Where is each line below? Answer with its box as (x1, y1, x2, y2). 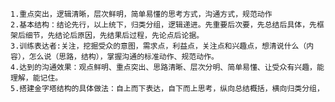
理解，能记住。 (10, 73, 63, 83)
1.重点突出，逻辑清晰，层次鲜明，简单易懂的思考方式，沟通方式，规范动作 (10, 9, 273, 19)
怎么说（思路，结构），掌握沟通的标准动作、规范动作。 (28, 52, 219, 62)
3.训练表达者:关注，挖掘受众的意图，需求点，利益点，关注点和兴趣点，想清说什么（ (10, 41, 307, 51)
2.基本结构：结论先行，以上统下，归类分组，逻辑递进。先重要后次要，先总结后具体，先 (10, 20, 317, 30)
